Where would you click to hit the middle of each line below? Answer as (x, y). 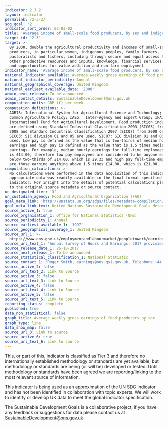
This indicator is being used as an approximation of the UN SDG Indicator (80, 387)
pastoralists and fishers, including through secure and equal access (85, 57)
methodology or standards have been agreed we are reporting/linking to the (83, 372)
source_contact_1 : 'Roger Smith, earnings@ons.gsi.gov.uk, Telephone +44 (84, 262)
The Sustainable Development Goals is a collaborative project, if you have (81, 407)
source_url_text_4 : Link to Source (42, 290)
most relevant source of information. (43, 377)
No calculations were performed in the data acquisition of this (79, 173)
